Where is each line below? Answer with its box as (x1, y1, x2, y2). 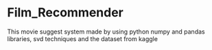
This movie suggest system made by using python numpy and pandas (7, 27, 205, 36)
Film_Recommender (7, 5, 123, 21)
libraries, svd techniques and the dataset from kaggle (7, 34, 158, 42)
